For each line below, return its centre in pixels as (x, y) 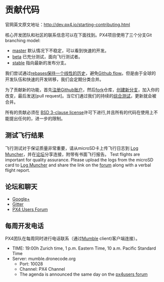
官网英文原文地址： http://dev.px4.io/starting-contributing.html (68, 24)
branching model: (23, 40)
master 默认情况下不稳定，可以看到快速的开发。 (60, 50)
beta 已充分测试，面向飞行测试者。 (47, 56)
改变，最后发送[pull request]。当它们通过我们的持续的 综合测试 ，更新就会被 (81, 95)
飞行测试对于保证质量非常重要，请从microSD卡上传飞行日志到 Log (72, 148)
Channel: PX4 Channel (42, 269)
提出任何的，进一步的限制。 (37, 118)
